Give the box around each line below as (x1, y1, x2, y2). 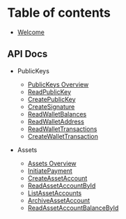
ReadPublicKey (27, 87, 72, 96)
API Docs (7, 48, 48, 60)
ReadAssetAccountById (27, 181, 96, 190)
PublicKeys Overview (27, 80, 89, 89)
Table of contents (7, 5, 111, 21)
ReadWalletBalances (27, 109, 87, 118)
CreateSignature (27, 103, 75, 111)
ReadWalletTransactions (27, 124, 97, 133)
